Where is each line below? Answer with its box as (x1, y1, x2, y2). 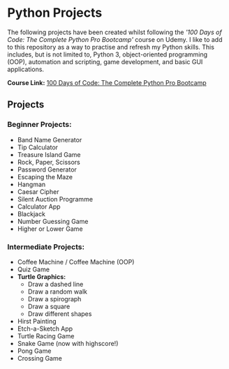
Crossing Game (17, 354, 63, 362)
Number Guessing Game (17, 217, 89, 225)
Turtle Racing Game (17, 331, 75, 340)
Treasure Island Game (17, 150, 81, 158)
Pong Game (17, 347, 52, 355)
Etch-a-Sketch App (17, 324, 73, 333)
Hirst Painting (17, 317, 57, 325)
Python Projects (7, 5, 103, 21)
